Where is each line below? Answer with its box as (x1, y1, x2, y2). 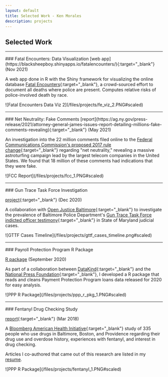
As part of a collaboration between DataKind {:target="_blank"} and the (5, 266, 151, 272)
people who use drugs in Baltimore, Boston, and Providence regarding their (5, 331, 160, 337)
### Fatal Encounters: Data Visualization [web (5, 56, 101, 62)
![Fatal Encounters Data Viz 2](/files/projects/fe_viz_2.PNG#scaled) (5, 102, 143, 108)
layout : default (5, 8, 39, 13)
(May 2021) (87, 127, 111, 133)
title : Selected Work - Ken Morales (5, 13, 81, 19)
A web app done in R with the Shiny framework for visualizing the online (5, 76, 153, 82)
